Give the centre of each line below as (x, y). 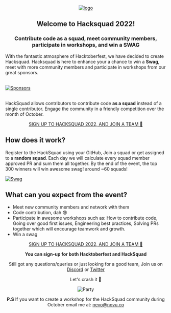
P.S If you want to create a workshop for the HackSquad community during (86, 299)
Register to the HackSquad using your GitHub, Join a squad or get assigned (85, 152)
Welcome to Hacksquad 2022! (86, 24)
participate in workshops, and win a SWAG (86, 45)
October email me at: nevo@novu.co (86, 305)
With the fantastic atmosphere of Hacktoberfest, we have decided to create (85, 56)
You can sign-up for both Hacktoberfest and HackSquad (86, 254)
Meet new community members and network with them (71, 207)
